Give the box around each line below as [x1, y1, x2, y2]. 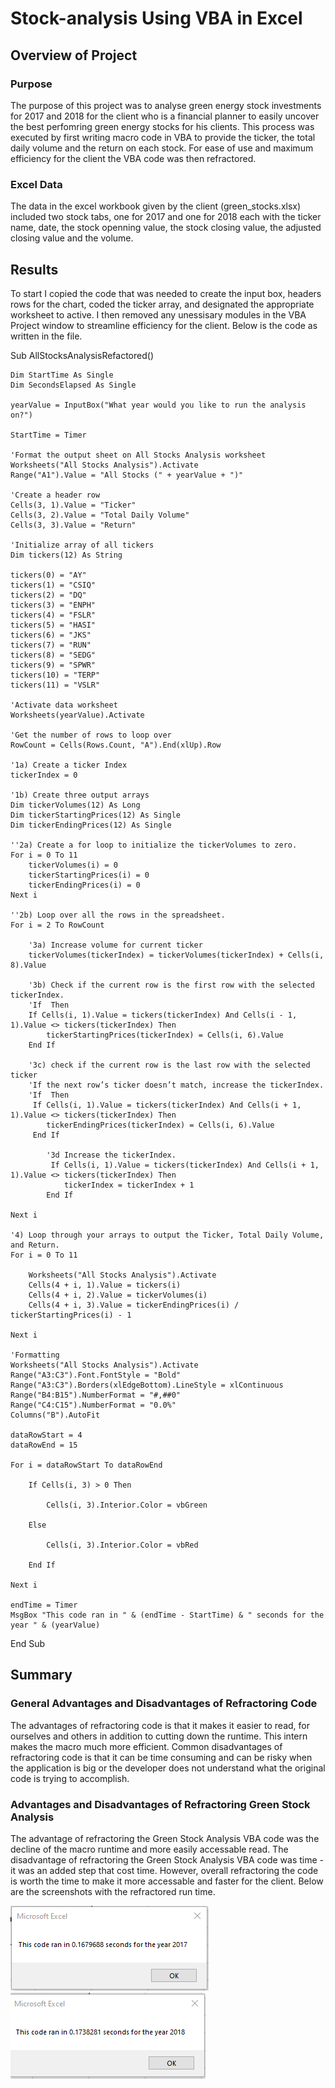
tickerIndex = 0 [10, 770, 78, 780]
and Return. [10, 1240, 60, 1250]
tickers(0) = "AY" [10, 570, 87, 580]
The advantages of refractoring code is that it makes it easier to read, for [10, 1719, 310, 1731]
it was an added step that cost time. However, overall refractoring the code [10, 1864, 319, 1876]
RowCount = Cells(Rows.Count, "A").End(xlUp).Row [10, 740, 222, 750]
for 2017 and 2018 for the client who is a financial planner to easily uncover [10, 110, 320, 122]
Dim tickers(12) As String [10, 550, 123, 560]
